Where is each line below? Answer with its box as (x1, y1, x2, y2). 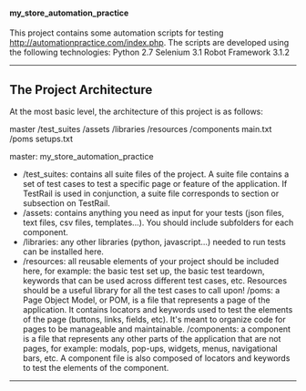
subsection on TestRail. (22, 198, 111, 209)
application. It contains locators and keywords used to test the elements (22, 304, 293, 315)
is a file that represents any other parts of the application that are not (22, 334, 281, 345)
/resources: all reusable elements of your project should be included (22, 256, 280, 267)
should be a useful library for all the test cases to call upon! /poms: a (22, 285, 280, 296)
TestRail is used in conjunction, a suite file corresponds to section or (22, 188, 280, 200)
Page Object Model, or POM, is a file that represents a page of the (22, 294, 270, 305)
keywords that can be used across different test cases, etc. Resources (22, 275, 288, 286)
